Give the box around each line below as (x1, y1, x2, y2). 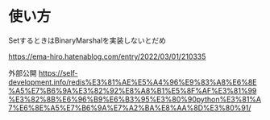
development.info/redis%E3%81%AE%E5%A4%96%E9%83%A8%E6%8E (8, 77, 257, 87)
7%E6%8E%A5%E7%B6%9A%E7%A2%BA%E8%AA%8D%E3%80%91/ (8, 102, 251, 113)
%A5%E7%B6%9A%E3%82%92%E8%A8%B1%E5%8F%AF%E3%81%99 (8, 85, 257, 95)
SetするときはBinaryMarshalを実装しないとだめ (8, 35, 167, 45)
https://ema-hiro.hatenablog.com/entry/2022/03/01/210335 (8, 52, 206, 61)
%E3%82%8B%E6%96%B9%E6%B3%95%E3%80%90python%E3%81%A (8, 94, 262, 104)
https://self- (38, 68, 78, 77)
